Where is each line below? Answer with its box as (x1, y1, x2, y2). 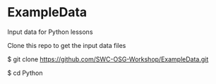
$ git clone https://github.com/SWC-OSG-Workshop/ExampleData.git (7, 54, 209, 64)
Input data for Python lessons (7, 28, 93, 36)
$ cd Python (7, 68, 43, 77)
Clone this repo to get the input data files (7, 41, 126, 49)
